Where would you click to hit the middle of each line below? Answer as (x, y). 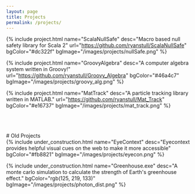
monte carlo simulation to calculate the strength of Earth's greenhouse (92, 172)
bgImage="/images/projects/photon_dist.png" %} (66, 185)
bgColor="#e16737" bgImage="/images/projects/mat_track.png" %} (89, 106)
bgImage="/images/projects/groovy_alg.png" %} (65, 82)
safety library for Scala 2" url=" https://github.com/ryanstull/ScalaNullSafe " (96, 45)
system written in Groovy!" (38, 69)
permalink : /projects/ (34, 22)
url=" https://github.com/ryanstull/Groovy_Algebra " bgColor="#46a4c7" (93, 76)
